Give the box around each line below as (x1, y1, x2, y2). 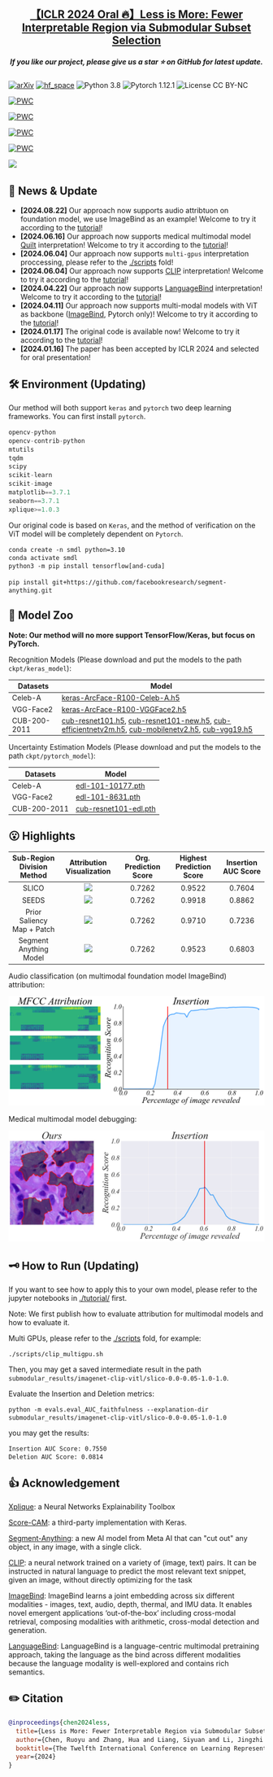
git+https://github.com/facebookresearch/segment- (51, 578, 227, 586)
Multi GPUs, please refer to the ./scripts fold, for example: (8, 1333, 201, 1343)
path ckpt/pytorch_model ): (8, 751, 96, 761)
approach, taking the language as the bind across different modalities (8, 1650, 241, 1660)
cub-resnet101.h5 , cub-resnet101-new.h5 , (61, 716, 213, 725)
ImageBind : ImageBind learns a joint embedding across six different (8, 1591, 235, 1601)
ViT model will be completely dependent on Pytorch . (8, 528, 184, 539)
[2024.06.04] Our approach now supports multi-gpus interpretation (19, 249, 249, 259)
